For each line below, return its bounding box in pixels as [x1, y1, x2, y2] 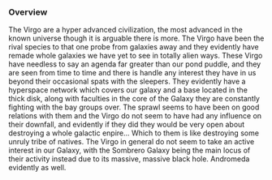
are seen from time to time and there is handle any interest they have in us [8, 68, 257, 78]
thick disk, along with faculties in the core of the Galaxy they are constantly [8, 94, 260, 104]
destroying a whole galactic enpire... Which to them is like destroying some [8, 128, 260, 138]
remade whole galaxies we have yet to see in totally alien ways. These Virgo [8, 51, 263, 61]
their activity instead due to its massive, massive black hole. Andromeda [8, 154, 250, 164]
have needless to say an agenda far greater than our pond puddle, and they [8, 59, 261, 69]
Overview [8, 6, 48, 18]
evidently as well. [8, 163, 67, 173]
